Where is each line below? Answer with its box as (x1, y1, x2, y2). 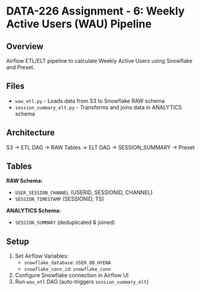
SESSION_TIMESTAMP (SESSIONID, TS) (14, 195, 104, 203)
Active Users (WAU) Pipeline (6, 17, 152, 31)
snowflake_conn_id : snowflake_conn (23, 265, 111, 273)
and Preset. (6, 64, 35, 71)
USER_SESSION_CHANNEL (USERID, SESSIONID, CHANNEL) (14, 189, 153, 196)
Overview (6, 41, 44, 51)
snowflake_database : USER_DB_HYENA (23, 259, 111, 266)
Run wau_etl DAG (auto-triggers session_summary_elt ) (14, 278, 149, 286)
